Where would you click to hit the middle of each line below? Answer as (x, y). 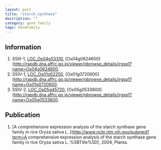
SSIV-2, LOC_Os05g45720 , (39, 90)
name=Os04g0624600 (35, 69)
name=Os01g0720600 (34, 84)
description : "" (21, 18)
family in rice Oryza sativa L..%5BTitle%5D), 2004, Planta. (70, 142)
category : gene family (28, 23)
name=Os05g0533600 (35, 100)
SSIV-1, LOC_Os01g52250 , (38, 74)
